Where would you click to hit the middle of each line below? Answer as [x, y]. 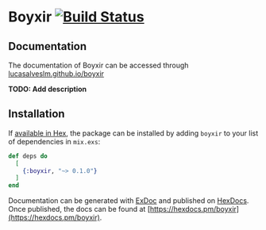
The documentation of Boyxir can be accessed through [98, 65]
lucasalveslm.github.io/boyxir [56, 74]
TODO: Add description [48, 89]
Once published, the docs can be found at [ [79, 209]
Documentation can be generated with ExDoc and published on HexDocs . [129, 201]
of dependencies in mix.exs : [54, 141]
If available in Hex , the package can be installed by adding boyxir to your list [133, 133]
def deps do [28, 156]
